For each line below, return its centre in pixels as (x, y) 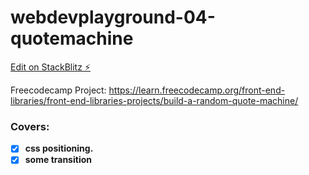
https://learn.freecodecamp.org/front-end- (197, 90)
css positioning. (59, 148)
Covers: (30, 126)
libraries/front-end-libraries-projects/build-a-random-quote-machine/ (154, 100)
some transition (58, 160)
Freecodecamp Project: (58, 90)
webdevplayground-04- (113, 17)
